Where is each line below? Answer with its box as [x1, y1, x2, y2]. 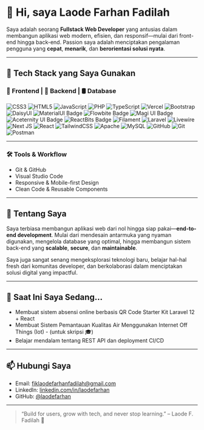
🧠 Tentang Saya [6, 209, 67, 219]
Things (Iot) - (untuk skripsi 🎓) [15, 328, 94, 335]
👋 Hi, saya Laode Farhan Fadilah [6, 5, 170, 19]
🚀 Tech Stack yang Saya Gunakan [6, 68, 135, 78]
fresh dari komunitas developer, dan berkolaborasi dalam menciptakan [6, 262, 183, 270]
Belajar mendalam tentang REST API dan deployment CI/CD [15, 336, 165, 344]
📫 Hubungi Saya [6, 361, 71, 371]
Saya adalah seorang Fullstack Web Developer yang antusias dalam [6, 26, 178, 33]
